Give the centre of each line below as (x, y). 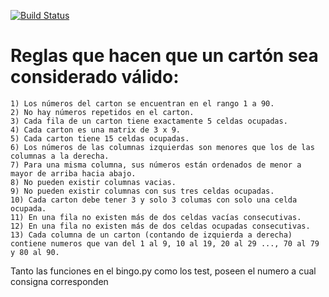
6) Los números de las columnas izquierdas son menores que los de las (162, 147)
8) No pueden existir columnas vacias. (93, 182)
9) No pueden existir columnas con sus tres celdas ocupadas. (142, 191)
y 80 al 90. (35, 252)
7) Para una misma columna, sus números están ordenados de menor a (156, 165)
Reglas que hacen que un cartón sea (164, 56)
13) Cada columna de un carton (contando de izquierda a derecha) (151, 235)
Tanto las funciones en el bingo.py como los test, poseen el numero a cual (163, 271)
